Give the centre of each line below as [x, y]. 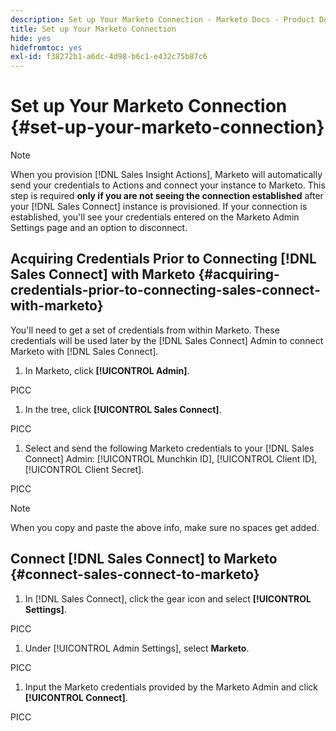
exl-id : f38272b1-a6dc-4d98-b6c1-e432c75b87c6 [109, 57]
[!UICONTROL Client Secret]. [84, 469]
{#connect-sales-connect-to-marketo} [135, 574]
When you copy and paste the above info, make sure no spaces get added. [165, 527]
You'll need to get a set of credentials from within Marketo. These [145, 330]
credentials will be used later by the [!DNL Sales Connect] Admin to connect [167, 340]
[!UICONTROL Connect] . [76, 697]
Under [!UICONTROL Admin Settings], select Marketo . [137, 648]
